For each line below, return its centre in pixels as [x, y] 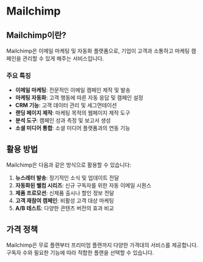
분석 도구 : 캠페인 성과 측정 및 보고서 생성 [63, 120]
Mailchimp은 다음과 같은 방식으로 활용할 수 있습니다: [69, 165]
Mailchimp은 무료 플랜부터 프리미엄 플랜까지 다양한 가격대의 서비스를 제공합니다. [102, 245]
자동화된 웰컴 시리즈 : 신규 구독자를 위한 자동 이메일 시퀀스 [83, 185]
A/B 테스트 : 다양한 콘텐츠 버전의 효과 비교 [65, 209]
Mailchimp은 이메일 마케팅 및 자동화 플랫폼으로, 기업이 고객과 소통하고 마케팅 [98, 51]
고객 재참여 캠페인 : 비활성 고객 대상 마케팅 [65, 201]
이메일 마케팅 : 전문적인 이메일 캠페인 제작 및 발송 [73, 90]
